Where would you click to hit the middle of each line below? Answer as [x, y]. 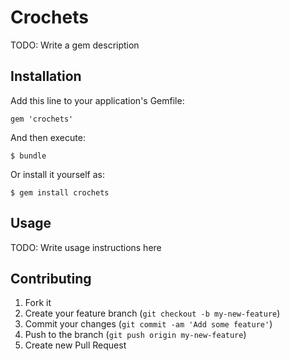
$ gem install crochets [60, 192]
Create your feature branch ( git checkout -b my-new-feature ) [152, 313]
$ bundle [28, 156]
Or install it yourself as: [57, 174]
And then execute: [48, 137]
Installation [46, 76]
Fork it [38, 303]
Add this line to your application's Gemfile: [97, 100]
